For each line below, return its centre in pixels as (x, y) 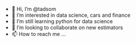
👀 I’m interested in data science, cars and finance (71, 15)
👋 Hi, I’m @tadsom (34, 9)
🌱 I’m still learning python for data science (62, 21)
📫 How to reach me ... (39, 34)
